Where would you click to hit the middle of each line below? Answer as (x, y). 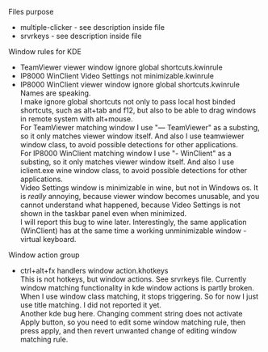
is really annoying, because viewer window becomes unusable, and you (140, 196)
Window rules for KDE (45, 51)
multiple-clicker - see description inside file (92, 27)
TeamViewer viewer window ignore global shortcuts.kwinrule (121, 67)
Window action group (44, 255)
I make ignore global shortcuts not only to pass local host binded (128, 102)
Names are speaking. (55, 93)
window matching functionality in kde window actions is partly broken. (137, 288)
